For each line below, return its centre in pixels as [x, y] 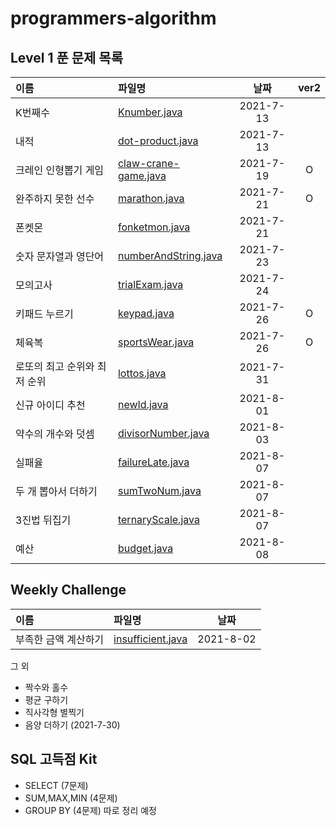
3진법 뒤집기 [43, 520]
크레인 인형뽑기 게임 [60, 170]
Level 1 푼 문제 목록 [66, 57]
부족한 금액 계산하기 [60, 639]
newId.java [143, 404]
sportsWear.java [156, 342]
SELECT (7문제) [56, 785]
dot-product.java [158, 140]
